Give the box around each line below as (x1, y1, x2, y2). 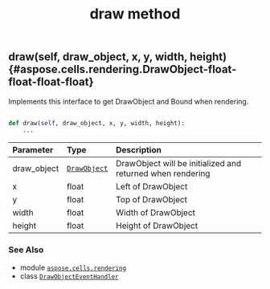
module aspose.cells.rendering (19, 263, 127, 272)
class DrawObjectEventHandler (19, 271, 119, 281)
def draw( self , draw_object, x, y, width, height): (8, 119, 185, 127)
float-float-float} (8, 75, 94, 89)
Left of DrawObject (116, 181, 188, 193)
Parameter (12, 144, 54, 156)
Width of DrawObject (116, 207, 195, 218)
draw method (89, 5, 181, 23)
